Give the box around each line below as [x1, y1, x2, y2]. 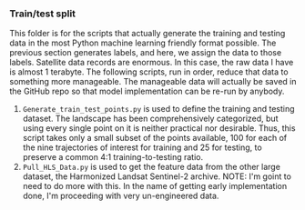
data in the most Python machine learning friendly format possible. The [9, 37, 277, 48]
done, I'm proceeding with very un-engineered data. [22, 190, 219, 202]
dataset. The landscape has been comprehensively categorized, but [22, 113, 279, 125]
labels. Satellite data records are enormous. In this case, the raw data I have [9, 57, 294, 68]
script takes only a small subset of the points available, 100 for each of [22, 133, 288, 144]
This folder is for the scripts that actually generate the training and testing [9, 28, 286, 39]
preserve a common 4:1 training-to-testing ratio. [22, 152, 203, 163]
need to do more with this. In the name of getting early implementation [22, 181, 288, 192]
